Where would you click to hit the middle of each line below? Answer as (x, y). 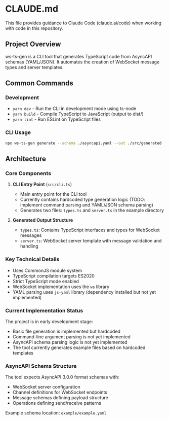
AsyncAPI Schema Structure (41, 366)
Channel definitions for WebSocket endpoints (60, 392)
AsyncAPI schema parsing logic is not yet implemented (70, 342)
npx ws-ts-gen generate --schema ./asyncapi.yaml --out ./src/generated (83, 143)
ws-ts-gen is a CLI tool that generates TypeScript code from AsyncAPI (79, 56)
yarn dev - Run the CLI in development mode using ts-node (74, 109)
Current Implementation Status (44, 310)
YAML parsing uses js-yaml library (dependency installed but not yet (84, 292)
